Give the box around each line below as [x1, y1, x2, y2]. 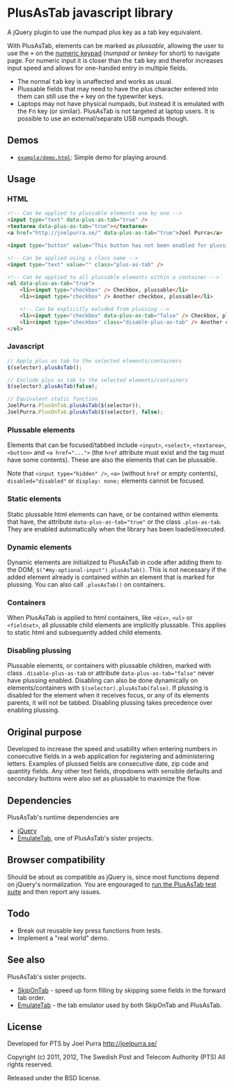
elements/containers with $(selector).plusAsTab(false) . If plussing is [7, 683, 209, 692]
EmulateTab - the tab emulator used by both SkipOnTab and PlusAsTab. [17, 1001, 222, 1009]
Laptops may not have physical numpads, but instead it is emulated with [17, 99, 225, 107]
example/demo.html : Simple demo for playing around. [17, 153, 168, 161]
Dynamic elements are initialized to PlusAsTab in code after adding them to [7, 558, 222, 566]
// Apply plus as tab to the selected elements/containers [7, 357, 182, 364]
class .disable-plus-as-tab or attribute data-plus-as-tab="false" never [7, 669, 214, 677]
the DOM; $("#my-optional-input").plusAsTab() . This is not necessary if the [7, 565, 227, 573]
